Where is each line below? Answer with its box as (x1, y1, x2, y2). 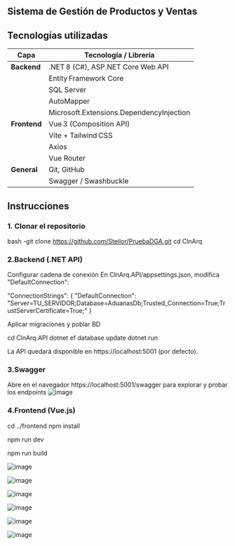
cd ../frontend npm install (7, 421, 81, 430)
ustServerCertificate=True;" (7, 307, 88, 315)
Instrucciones (7, 200, 69, 212)
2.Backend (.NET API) (7, 254, 83, 264)
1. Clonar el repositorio (7, 221, 86, 231)
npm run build (7, 448, 48, 457)
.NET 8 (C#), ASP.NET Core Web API (48, 62, 169, 72)
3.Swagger (7, 365, 46, 375)
